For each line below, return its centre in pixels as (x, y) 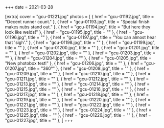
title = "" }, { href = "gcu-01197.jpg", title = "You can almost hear (92, 37)
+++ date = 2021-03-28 (29, 7)
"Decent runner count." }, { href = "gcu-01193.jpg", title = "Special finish (77, 22)
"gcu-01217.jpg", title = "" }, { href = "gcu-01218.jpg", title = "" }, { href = (77, 94)
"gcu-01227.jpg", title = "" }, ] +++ (39, 120)
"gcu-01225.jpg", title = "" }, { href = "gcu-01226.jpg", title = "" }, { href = (78, 115)
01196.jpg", (16, 37)
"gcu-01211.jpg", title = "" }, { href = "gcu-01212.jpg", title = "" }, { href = (77, 79)
